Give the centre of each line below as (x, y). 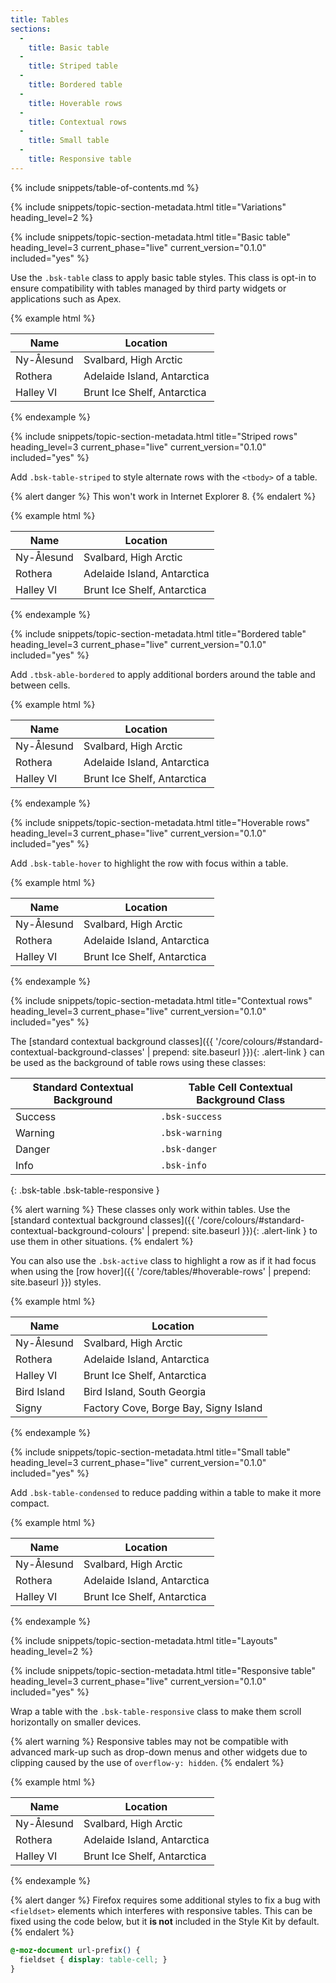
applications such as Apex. (66, 298)
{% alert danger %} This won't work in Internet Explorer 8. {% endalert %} (163, 496)
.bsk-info (183, 1165)
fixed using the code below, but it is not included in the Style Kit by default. (165, 1921)
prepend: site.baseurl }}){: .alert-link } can (238, 1052)
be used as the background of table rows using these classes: (138, 1062)
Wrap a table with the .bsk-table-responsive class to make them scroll (156, 1711)
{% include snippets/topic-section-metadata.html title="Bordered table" (158, 633)
